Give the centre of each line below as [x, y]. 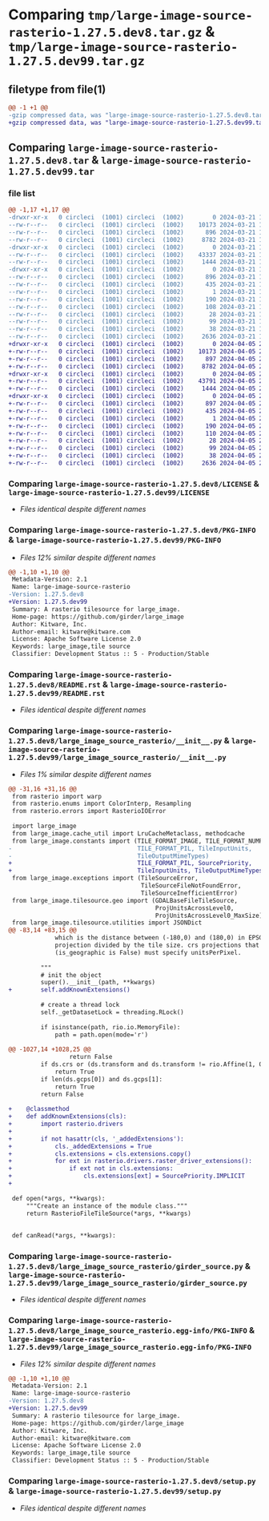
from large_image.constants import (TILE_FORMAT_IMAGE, [107, 841]
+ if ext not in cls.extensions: [91, 1169]
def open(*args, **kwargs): [58, 1198]
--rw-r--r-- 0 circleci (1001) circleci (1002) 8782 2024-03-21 [132, 239]
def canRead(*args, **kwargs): [64, 1236]
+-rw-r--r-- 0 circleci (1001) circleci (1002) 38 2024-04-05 [132, 456]
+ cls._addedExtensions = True [80, 1146]
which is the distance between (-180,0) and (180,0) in [150, 938]
